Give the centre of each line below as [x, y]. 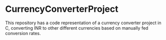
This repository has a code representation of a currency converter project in [83, 23]
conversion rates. [23, 33]
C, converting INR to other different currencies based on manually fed [77, 28]
